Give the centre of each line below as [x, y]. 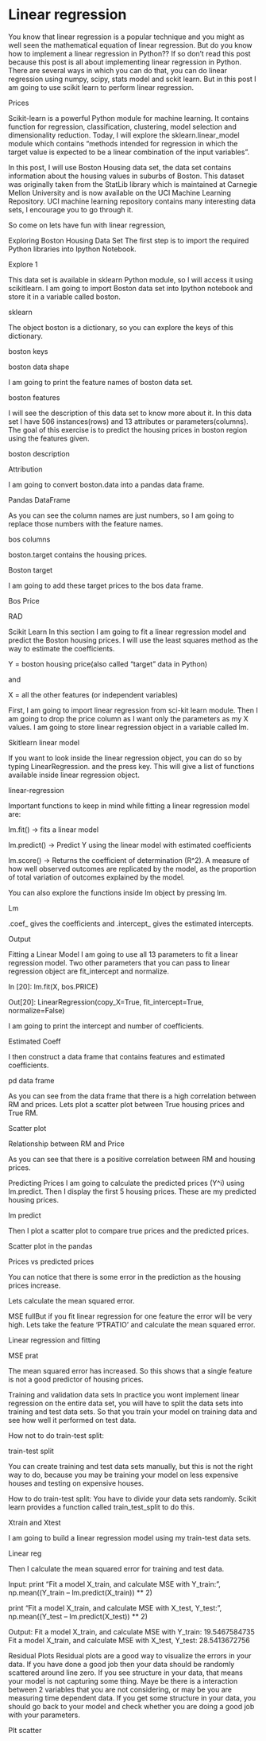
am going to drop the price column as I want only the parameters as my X [128, 718]
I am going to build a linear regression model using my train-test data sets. [130, 1537]
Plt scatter [25, 1730]
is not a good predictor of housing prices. [76, 1379]
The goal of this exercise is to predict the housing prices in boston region [128, 429]
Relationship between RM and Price [66, 1144]
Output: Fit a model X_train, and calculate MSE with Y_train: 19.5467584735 [132, 1631]
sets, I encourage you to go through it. [71, 209]
